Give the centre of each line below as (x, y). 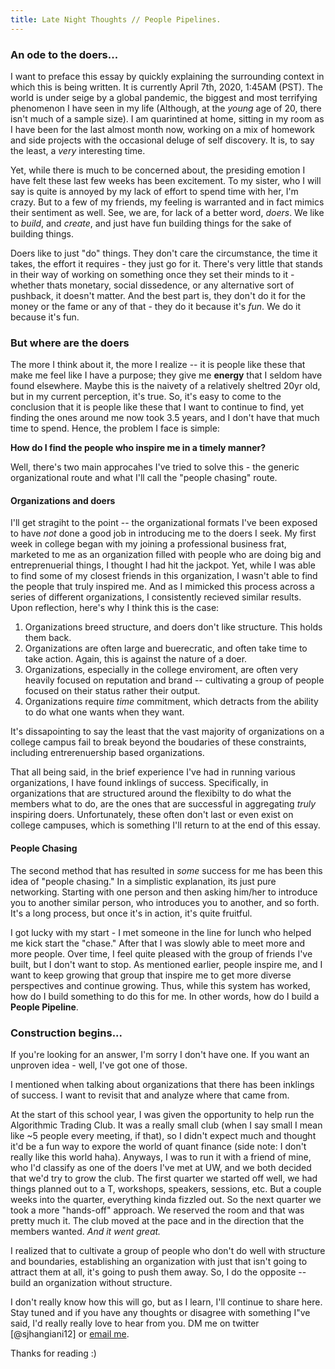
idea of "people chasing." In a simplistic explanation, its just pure (143, 881)
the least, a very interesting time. (78, 150)
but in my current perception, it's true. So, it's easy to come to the (146, 397)
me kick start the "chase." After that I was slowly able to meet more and (157, 943)
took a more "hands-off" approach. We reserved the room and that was (157, 1210)
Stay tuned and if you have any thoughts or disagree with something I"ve (160, 1312)
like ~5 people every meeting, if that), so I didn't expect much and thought (163, 1135)
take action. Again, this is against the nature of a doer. (136, 659)
